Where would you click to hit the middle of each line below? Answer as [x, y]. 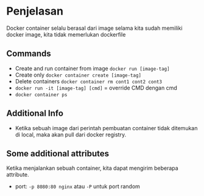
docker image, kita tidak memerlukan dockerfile [66, 34]
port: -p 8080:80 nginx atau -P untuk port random [77, 186]
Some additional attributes [58, 153]
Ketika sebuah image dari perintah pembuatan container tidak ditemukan [106, 128]
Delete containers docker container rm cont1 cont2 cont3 [89, 81]
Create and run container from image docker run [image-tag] [92, 68]
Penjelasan [35, 11]
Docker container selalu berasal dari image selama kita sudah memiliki [94, 28]
